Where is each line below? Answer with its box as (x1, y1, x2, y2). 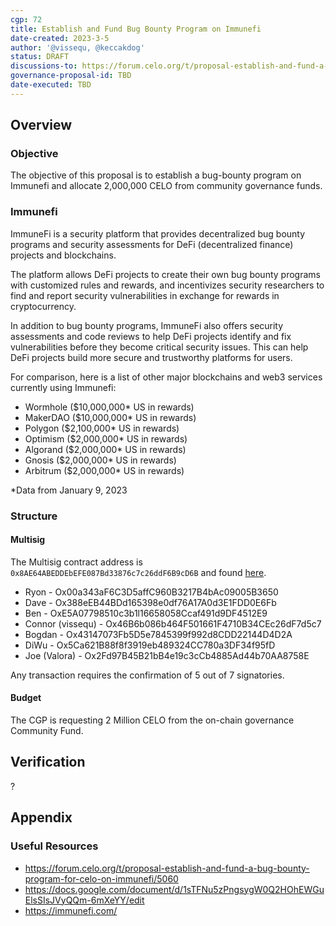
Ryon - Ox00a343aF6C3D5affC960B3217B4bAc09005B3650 (24, 586, 279, 598)
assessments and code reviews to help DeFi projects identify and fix (10, 330, 292, 342)
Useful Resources (10, 839, 99, 853)
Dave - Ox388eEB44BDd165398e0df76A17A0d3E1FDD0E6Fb (24, 596, 277, 608)
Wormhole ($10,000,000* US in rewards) (24, 401, 195, 413)
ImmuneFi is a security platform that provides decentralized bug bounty (10, 227, 306, 240)
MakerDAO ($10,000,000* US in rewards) (24, 411, 197, 423)
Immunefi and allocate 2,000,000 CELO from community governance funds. (10, 180, 323, 192)
